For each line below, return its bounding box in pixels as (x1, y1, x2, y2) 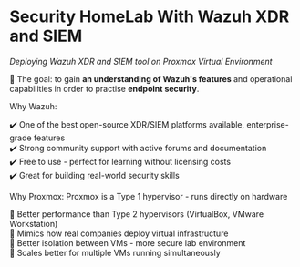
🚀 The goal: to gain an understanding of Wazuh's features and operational (9, 73, 293, 84)
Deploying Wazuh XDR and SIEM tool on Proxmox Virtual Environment (9, 56, 273, 67)
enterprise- (245, 118, 289, 129)
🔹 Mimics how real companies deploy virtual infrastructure (9, 228, 229, 239)
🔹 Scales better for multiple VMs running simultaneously (9, 247, 221, 258)
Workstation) (9, 218, 58, 229)
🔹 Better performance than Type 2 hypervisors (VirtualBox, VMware (9, 208, 264, 220)
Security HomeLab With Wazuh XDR (9, 6, 290, 27)
